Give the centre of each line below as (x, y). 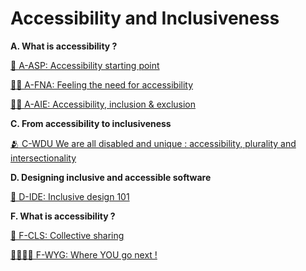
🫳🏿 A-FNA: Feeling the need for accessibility (102, 84)
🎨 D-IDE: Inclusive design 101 (70, 196)
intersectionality (43, 158)
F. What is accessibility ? (63, 216)
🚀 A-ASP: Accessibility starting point (85, 65)
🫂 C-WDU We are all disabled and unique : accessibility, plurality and (153, 143)
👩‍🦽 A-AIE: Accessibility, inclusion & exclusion (103, 104)
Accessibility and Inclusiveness (145, 18)
